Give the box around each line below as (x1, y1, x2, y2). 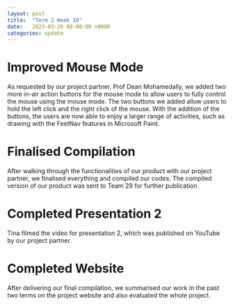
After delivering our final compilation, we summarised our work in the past (7, 284, 220, 292)
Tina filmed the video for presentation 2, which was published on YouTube (7, 229, 220, 237)
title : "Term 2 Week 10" (7, 17, 82, 24)
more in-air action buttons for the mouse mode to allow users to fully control (7, 90, 226, 98)
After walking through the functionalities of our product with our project (7, 167, 212, 175)
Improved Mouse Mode (7, 60, 144, 75)
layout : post (7, 10, 45, 17)
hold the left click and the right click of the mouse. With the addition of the (7, 105, 220, 113)
